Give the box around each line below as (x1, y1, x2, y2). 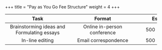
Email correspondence (77, 37, 129, 43)
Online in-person (83, 23, 122, 30)
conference (90, 30, 116, 36)
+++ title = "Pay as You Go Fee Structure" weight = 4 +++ (5, 4, 120, 10)
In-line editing (21, 37, 54, 43)
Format (94, 15, 111, 22)
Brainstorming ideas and (10, 23, 66, 30)
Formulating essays (15, 30, 60, 36)
